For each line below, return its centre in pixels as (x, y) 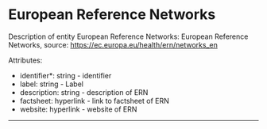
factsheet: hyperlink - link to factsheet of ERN (94, 101)
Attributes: (25, 60)
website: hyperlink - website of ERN (78, 109)
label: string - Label (51, 84)
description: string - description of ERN (84, 92)
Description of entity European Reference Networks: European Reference (128, 36)
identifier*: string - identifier (66, 75)
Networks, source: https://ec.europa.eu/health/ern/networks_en (113, 44)
